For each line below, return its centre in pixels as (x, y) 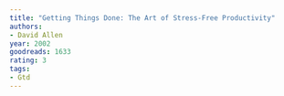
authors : (26, 27)
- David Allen (37, 35)
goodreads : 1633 (40, 52)
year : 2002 (30, 43)
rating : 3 (28, 60)
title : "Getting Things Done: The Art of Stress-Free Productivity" (142, 18)
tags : (20, 69)
